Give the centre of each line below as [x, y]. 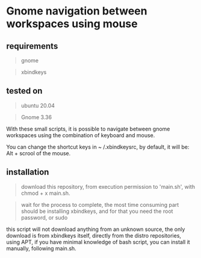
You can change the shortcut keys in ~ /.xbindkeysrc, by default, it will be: [98, 147]
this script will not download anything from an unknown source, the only [96, 229]
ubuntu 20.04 [38, 105]
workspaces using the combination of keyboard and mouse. [81, 135]
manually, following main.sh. [41, 248]
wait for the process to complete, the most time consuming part [100, 204]
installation [28, 172]
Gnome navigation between [77, 11]
